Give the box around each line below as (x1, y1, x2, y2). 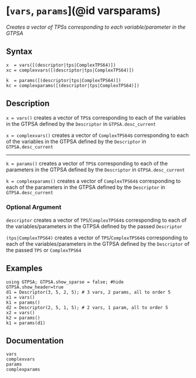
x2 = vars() (6, 310, 35, 315)
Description (6, 98, 50, 109)
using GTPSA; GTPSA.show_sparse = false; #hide (6, 279, 124, 285)
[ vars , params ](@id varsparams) (6, 4, 161, 18)
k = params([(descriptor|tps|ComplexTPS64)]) (6, 77, 121, 83)
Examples (6, 263, 43, 273)
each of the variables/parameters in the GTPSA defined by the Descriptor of (6, 240, 190, 247)
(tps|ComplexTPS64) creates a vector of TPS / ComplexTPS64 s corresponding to (6, 234, 188, 241)
